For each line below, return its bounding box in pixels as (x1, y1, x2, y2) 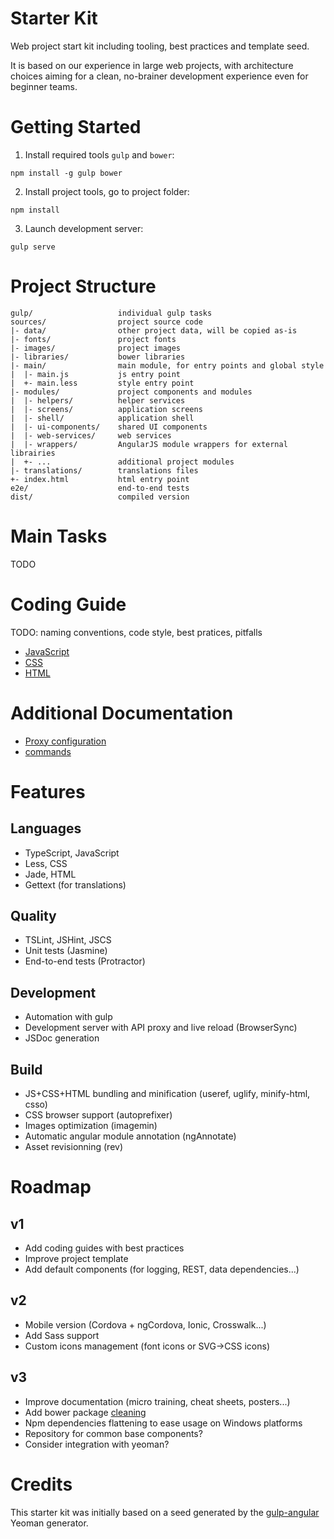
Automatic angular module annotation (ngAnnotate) (24, 1130, 237, 1142)
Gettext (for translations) (24, 878, 127, 891)
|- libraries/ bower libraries (10, 352, 186, 362)
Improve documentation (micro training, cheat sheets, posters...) (24, 1395, 291, 1407)
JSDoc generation (24, 1032, 100, 1044)
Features (10, 780, 86, 803)
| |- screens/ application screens (10, 404, 203, 414)
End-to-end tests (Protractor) (24, 955, 146, 967)
